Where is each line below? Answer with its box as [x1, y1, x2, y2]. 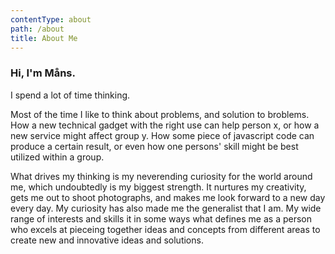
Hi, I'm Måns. [10, 66, 76, 80]
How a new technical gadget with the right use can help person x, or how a [10, 119, 320, 131]
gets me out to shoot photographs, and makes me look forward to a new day [10, 191, 326, 203]
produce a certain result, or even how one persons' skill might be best [10, 140, 299, 152]
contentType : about [10, 14, 92, 25]
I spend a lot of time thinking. [10, 89, 131, 101]
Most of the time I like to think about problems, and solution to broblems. [10, 108, 310, 120]
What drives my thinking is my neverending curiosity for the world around [10, 170, 313, 182]
